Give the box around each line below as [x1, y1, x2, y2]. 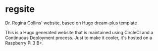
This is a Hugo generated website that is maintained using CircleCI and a [5, 29, 154, 35]
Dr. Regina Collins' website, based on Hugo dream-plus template [5, 20, 137, 26]
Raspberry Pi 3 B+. [5, 40, 44, 46]
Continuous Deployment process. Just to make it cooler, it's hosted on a [5, 35, 153, 41]
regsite [5, 3, 35, 15]
